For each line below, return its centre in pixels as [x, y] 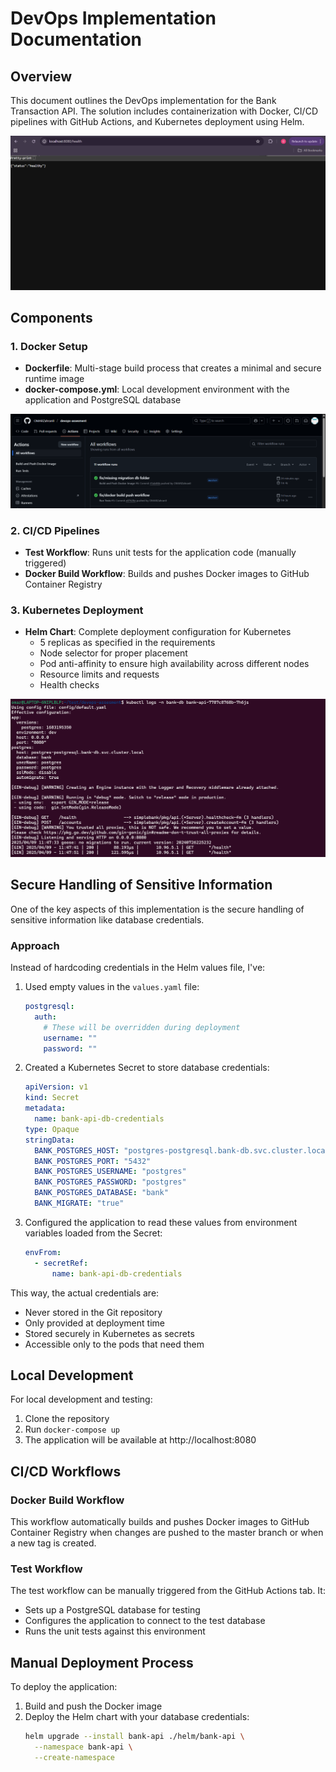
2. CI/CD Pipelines [55, 530]
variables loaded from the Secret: [93, 1233]
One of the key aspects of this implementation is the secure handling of [157, 909]
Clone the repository [67, 1419]
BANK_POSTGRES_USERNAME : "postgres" [110, 1172]
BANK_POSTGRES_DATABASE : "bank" [101, 1193]
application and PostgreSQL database [103, 400]
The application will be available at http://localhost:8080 [140, 1440]
